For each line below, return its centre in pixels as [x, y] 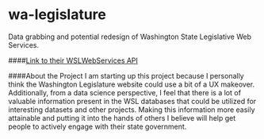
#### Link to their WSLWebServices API [73, 60]
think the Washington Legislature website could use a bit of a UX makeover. [132, 84]
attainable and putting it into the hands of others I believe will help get [122, 118]
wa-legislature [57, 15]
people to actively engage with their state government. [98, 126]
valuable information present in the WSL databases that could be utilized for [132, 101]
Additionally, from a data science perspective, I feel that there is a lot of [125, 92]
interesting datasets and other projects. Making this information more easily [132, 110]
